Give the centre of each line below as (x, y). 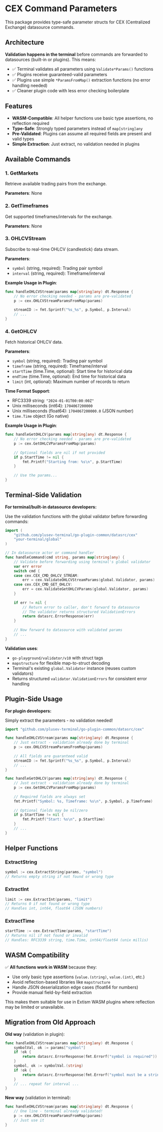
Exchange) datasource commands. (40, 27)
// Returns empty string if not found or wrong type (59, 877)
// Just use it (29, 1120)
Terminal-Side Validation (43, 495)
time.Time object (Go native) (40, 416)
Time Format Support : (28, 391)
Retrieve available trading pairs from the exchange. (56, 184)
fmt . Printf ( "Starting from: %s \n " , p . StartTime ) (73, 462)
